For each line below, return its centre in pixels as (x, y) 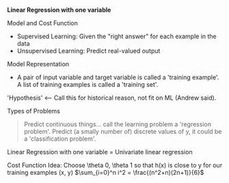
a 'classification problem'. (60, 139)
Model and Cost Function (43, 23)
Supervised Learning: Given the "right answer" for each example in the (117, 36)
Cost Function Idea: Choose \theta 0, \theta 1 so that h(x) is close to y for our (115, 165)
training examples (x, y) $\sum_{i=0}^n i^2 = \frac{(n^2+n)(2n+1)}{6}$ (106, 172)
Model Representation (38, 64)
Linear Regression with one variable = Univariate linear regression (100, 152)
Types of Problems (33, 111)
